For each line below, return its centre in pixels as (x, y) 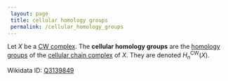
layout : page (29, 14)
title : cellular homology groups (59, 20)
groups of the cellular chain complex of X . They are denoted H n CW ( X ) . (108, 55)
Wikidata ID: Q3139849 (41, 70)
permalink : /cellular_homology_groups (67, 27)
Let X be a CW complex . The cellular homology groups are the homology (114, 47)
